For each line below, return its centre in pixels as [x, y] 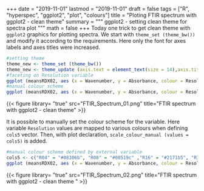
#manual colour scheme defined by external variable [74, 152]
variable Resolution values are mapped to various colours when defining [97, 128]
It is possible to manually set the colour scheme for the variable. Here [93, 122]
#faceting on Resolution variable [50, 75]
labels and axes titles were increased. [53, 47]
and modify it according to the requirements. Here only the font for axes [96, 41]
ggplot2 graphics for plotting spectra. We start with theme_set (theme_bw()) [101, 34]
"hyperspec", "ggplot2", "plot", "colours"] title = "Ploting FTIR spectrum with [102, 15]
